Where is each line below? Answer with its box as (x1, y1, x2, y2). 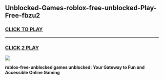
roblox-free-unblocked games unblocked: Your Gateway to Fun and (5, 64, 145, 70)
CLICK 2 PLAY (5, 44, 39, 51)
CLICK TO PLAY (5, 26, 43, 33)
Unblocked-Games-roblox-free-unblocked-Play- (5, 4, 157, 12)
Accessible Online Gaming (5, 69, 60, 75)
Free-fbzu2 (5, 12, 41, 20)
